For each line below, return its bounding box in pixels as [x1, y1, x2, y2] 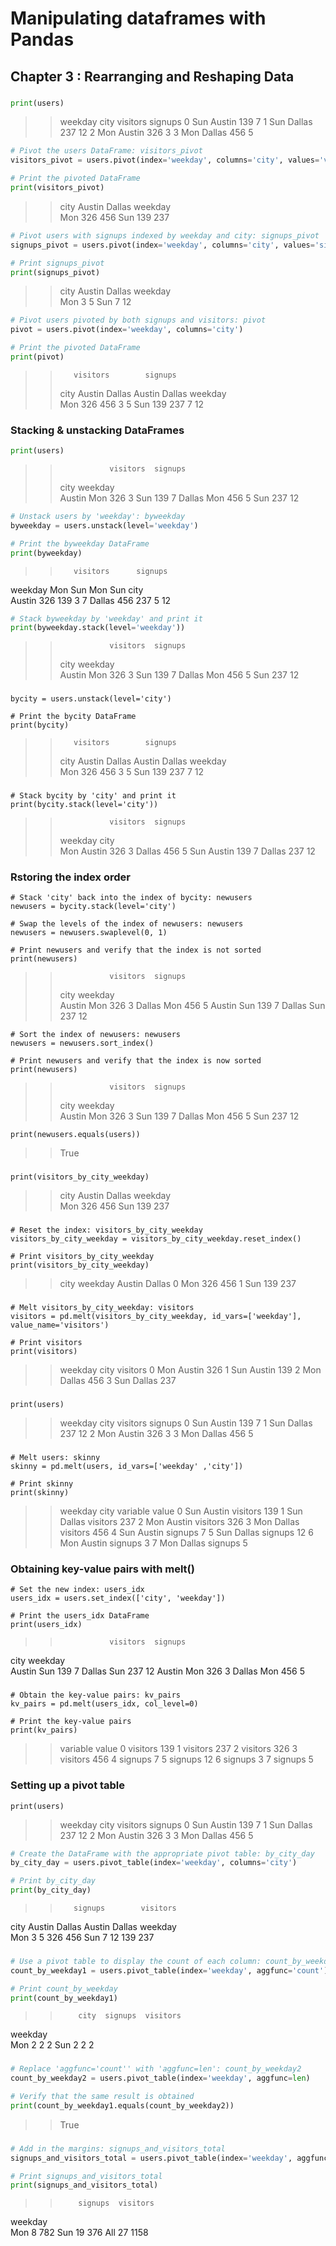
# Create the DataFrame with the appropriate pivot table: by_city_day [10, 1848, 315, 1859]
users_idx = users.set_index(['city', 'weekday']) [10, 1593, 226, 1604]
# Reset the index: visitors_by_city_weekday [10, 1225, 203, 1236]
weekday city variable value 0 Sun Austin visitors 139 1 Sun [59, 1505, 303, 1517]
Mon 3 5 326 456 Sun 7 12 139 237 [10, 1932, 155, 1944]
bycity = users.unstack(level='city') [10, 694, 172, 704]
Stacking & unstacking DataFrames [10, 423, 185, 437]
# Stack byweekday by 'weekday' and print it [10, 613, 203, 624]
